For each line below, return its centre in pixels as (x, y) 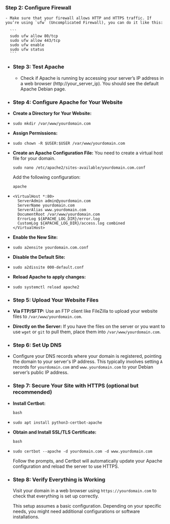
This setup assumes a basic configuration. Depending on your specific (87, 506)
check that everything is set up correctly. (56, 496)
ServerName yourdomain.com (46, 205)
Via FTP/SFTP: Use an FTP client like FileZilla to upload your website (85, 311)
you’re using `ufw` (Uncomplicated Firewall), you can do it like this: (84, 23)
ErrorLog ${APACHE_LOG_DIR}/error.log (59, 219)
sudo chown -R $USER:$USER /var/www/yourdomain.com (69, 143)
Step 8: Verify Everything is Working (59, 480)
